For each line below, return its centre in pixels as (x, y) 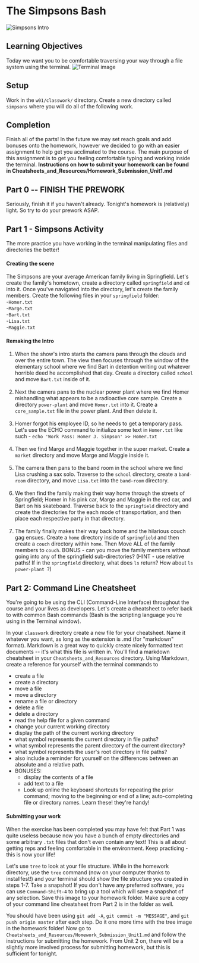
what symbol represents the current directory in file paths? (86, 739)
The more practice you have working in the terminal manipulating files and (97, 243)
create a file (29, 676)
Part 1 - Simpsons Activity (55, 229)
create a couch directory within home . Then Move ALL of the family (95, 544)
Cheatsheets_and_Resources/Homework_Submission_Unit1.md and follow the (96, 935)
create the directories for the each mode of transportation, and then (98, 512)
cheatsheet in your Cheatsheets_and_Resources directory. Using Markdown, (97, 658)
